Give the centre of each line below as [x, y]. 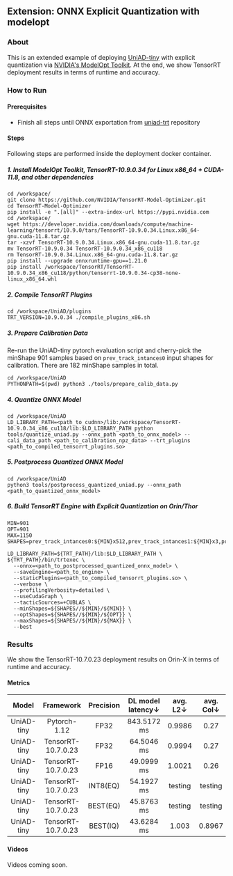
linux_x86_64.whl [32, 279]
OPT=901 [18, 529]
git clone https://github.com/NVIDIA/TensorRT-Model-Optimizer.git [107, 200]
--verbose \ [31, 584]
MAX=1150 [20, 535]
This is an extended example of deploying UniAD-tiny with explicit [101, 57]
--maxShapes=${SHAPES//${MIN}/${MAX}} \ [72, 620]
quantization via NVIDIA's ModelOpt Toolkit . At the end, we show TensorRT [114, 65]
